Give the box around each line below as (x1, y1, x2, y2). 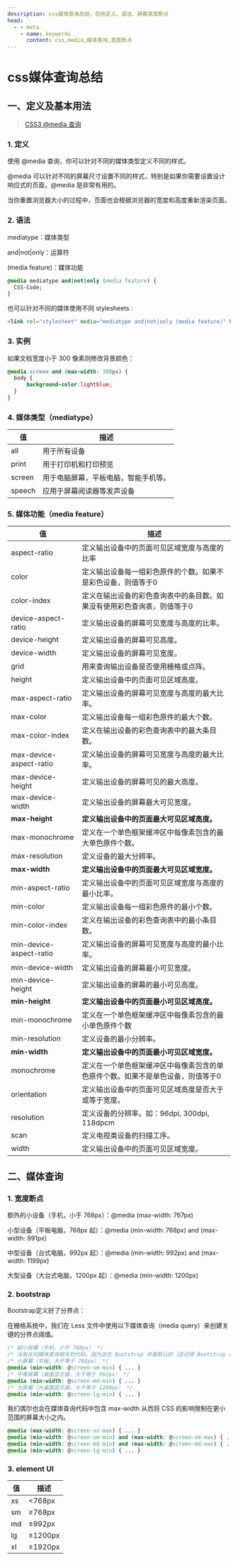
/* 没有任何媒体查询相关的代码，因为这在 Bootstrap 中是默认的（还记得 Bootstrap (7, 1351, 226, 1358)
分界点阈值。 (19, 1331, 57, 1339)
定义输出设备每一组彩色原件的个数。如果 (81, 567, 217, 577)
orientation (11, 1089, 47, 1099)
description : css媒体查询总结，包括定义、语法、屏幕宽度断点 (7, 10, 169, 18)
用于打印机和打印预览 (42, 460, 114, 470)
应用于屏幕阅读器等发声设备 (42, 487, 135, 496)
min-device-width (11, 962, 73, 972)
